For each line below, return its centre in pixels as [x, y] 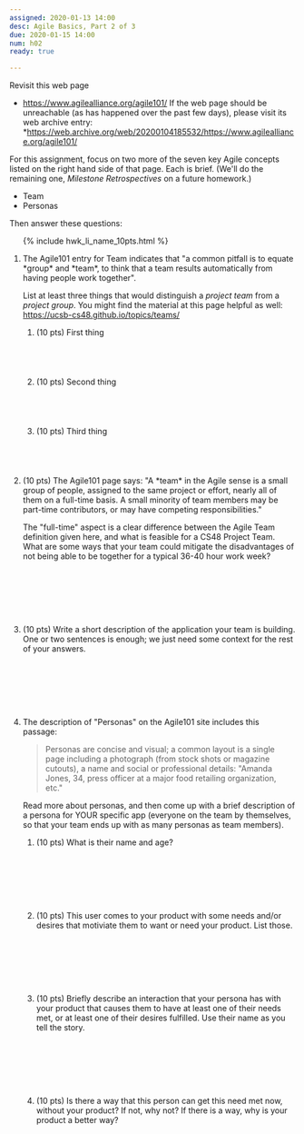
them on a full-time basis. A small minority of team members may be [150, 500]
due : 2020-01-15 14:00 [52, 35]
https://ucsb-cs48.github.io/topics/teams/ [101, 315]
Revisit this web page [49, 85]
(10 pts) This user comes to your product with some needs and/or [159, 916]
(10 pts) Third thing [71, 432]
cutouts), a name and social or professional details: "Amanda [159, 769]
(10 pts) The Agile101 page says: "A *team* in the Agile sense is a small [155, 481]
